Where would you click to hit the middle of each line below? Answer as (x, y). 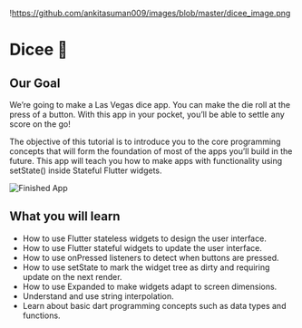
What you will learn (65, 217)
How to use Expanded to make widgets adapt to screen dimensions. (150, 286)
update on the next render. (72, 276)
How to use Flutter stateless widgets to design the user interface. (145, 238)
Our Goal (35, 83)
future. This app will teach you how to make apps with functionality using (146, 161)
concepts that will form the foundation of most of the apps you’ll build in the (151, 151)
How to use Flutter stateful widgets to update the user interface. (142, 247)
